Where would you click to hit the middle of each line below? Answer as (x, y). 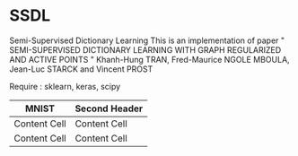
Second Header (109, 108)
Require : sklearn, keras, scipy (65, 86)
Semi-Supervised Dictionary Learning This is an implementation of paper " (147, 40)
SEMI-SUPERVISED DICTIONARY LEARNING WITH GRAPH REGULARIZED (145, 49)
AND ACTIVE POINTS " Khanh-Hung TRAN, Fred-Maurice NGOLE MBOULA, (149, 59)
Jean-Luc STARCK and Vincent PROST (81, 69)
